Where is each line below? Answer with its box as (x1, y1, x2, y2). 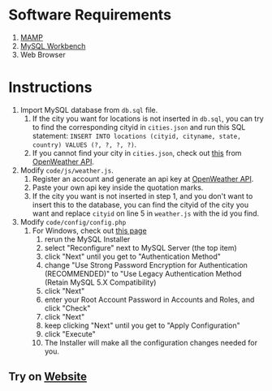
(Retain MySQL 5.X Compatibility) (44, 277, 157, 287)
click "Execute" (44, 329, 96, 338)
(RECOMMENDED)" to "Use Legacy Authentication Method (44, 269, 242, 278)
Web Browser (19, 49, 67, 59)
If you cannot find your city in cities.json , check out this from (32, 148, 242, 157)
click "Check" (44, 303, 91, 313)
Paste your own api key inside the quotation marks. (32, 183, 204, 192)
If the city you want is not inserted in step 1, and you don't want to (32, 191, 253, 200)
